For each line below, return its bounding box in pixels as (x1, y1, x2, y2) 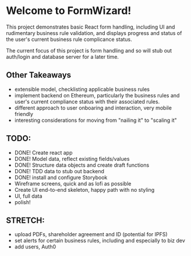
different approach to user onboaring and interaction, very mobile (14, 104, 172, 111)
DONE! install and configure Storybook (14, 174, 108, 181)
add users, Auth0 (14, 243, 56, 250)
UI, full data (14, 192, 43, 199)
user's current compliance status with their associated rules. (14, 98, 160, 105)
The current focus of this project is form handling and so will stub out (6, 47, 172, 54)
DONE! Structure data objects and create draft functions (14, 162, 150, 169)
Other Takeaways (6, 70, 72, 80)
